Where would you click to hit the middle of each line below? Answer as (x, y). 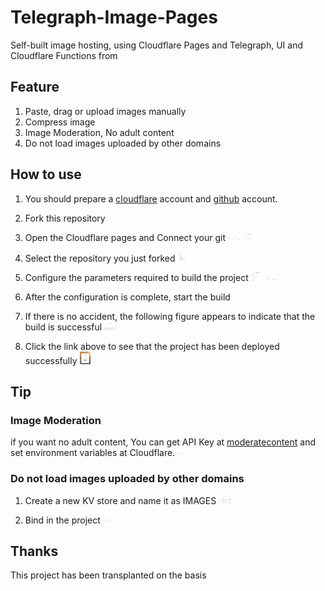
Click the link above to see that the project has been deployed (152, 346)
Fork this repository (65, 218)
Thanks (34, 551)
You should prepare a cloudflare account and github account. (151, 198)
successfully (51, 360)
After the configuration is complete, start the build (127, 297)
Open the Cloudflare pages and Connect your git (125, 237)
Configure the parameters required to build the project (136, 277)
